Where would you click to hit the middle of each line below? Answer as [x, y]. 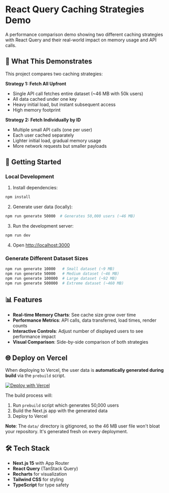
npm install [18, 197]
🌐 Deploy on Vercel [36, 358]
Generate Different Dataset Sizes [47, 258]
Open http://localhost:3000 [41, 245]
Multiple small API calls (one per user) [52, 129]
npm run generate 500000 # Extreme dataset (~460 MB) [65, 283]
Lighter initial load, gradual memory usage [57, 140]
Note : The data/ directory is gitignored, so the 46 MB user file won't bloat [83, 426]
